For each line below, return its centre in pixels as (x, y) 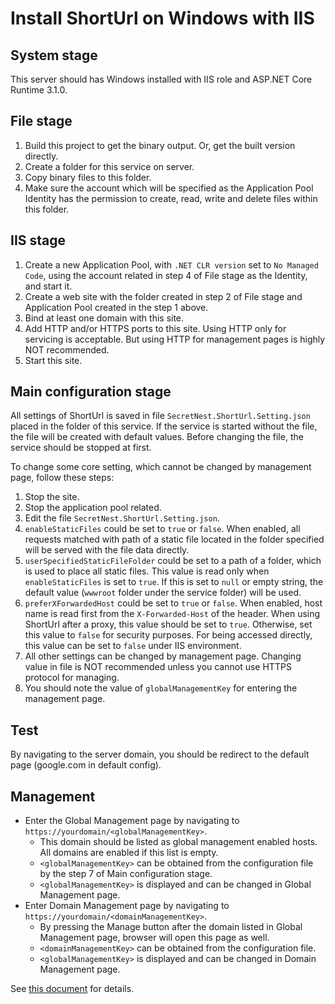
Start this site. (53, 360)
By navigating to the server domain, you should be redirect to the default (160, 754)
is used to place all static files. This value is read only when (147, 571)
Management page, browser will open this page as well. (154, 938)
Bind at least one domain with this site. (104, 318)
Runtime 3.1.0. (39, 90)
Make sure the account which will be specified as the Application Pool (169, 188)
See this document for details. (72, 989)
